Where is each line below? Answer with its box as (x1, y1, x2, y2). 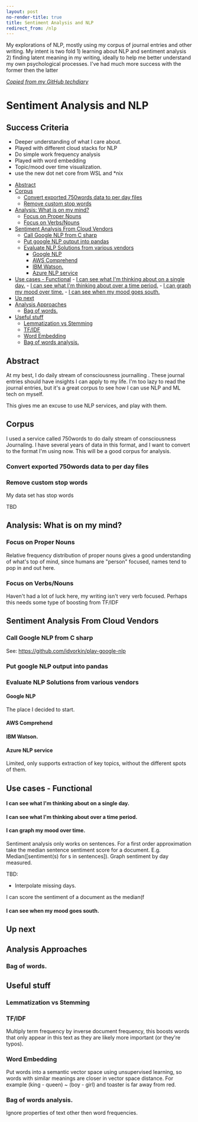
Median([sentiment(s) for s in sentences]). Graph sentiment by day (6, 852, 169, 860)
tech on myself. (6, 391, 44, 398)
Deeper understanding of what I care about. (14, 138, 122, 145)
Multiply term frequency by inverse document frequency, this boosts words (6, 1027, 190, 1035)
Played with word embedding (14, 157, 86, 164)
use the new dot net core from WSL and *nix (14, 170, 124, 177)
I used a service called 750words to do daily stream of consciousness (6, 435, 176, 442)
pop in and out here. (6, 564, 56, 571)
